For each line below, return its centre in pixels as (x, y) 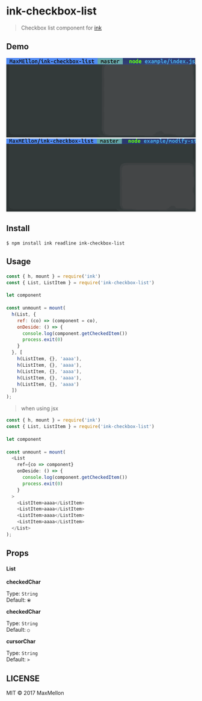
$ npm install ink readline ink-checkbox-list (66, 243)
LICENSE (23, 678)
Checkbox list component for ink (61, 28)
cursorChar (21, 641)
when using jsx (40, 408)
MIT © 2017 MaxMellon (35, 693)
